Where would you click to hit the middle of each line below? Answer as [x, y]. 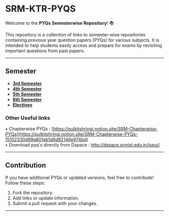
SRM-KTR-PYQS [40, 9]
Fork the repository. [33, 192]
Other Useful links [28, 118]
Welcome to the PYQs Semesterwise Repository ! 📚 [60, 23]
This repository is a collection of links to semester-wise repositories [75, 34]
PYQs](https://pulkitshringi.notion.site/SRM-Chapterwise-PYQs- [72, 134]
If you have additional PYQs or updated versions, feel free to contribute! [79, 177]
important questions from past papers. [45, 50]
